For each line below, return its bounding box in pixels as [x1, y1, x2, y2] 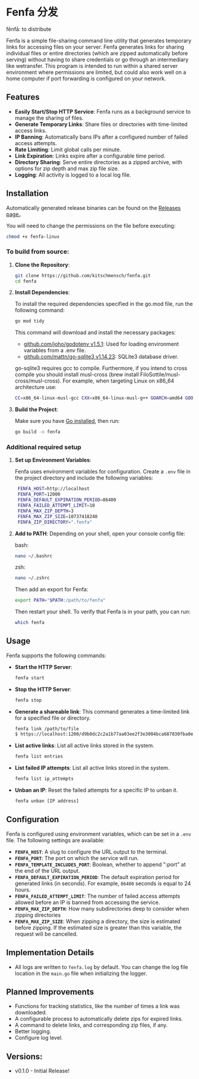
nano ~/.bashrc [14, 553, 53, 559]
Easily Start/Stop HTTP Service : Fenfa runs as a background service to [14, 108, 191, 115]
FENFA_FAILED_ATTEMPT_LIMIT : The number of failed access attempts [14, 892, 181, 899]
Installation [6, 189, 49, 199]
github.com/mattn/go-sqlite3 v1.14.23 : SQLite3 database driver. [23, 353, 179, 360]
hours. [14, 886, 31, 893]
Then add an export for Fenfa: [14, 586, 89, 593]
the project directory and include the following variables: [14, 474, 153, 482]
